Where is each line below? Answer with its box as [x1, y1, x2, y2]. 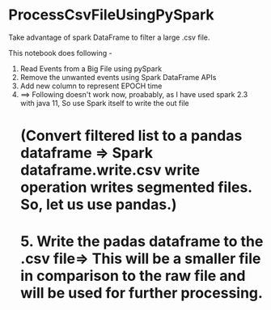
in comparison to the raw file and [19, 267, 246, 285]
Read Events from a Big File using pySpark [19, 63, 163, 74]
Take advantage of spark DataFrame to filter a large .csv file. [8, 32, 210, 42]
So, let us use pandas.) [19, 196, 177, 214]
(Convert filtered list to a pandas [19, 127, 243, 145]
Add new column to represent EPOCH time [19, 81, 163, 91]
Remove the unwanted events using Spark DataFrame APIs [19, 72, 217, 82]
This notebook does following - [8, 48, 112, 57]
